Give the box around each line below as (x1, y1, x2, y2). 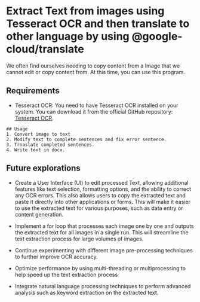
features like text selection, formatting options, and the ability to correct (14, 185, 192, 193)
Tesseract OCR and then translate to (6, 17, 190, 30)
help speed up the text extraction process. (14, 271, 119, 278)
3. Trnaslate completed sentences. (6, 142, 95, 148)
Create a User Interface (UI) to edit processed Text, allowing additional (14, 179, 189, 186)
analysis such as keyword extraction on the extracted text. (14, 289, 159, 296)
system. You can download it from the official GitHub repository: (14, 108, 173, 115)
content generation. (14, 211, 64, 218)
